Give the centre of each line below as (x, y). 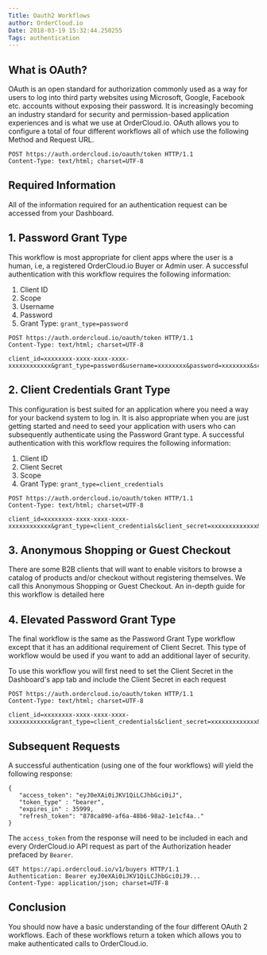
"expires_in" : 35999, (56, 809)
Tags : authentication (44, 38)
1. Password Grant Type (68, 238)
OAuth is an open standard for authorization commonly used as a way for (128, 89)
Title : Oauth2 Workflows (49, 15)
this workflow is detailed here (56, 595)
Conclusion (37, 908)
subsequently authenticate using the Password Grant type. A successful (126, 435)
